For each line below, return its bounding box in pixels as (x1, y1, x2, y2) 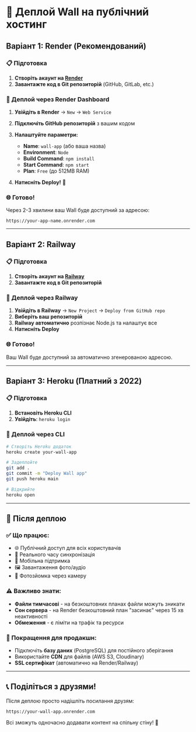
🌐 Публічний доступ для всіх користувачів (14, 545, 121, 552)
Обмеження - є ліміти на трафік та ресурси (14, 619, 124, 626)
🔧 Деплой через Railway (6, 294, 78, 302)
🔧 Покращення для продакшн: (6, 634, 97, 642)
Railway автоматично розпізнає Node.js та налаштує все (14, 319, 157, 327)
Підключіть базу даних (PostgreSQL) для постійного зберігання (14, 647, 174, 654)
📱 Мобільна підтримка (14, 557, 71, 565)
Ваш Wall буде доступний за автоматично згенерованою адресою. (6, 354, 173, 361)
